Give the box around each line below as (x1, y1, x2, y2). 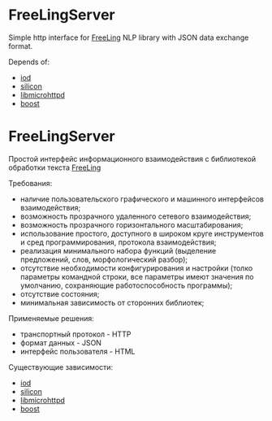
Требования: (8, 178, 53, 188)
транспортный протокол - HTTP (19, 329, 132, 339)
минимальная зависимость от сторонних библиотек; (19, 297, 205, 307)
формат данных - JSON (19, 337, 101, 347)
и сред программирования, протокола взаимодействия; (19, 237, 217, 247)
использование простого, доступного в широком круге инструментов (19, 228, 264, 238)
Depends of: (8, 57, 50, 67)
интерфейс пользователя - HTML (19, 346, 136, 356)
